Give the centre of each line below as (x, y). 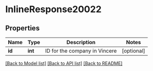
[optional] (134, 51)
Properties (23, 28)
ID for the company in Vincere (81, 51)
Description (81, 42)
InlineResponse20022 (53, 9)
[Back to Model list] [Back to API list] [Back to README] (64, 63)
